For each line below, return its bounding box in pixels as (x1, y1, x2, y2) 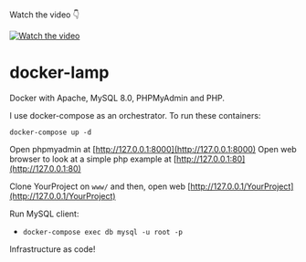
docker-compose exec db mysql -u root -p (22, 227, 183, 236)
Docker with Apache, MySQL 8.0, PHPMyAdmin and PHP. (9, 92, 226, 103)
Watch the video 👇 (9, 9, 80, 20)
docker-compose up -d (9, 128, 92, 137)
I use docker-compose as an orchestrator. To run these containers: (9, 110, 261, 121)
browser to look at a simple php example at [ (9, 153, 177, 164)
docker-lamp (9, 62, 110, 83)
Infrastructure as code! (9, 243, 96, 255)
